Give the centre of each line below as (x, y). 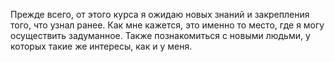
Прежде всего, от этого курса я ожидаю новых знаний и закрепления (160, 14)
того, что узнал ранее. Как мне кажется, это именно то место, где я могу (167, 25)
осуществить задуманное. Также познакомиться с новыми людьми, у (160, 35)
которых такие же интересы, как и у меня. (101, 46)
